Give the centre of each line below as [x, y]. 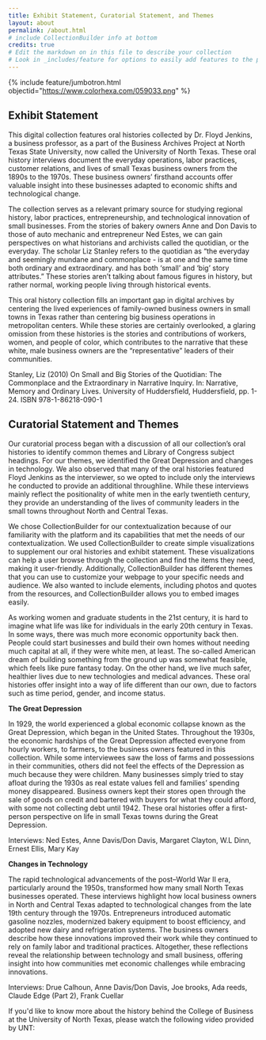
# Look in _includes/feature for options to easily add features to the [131, 60]
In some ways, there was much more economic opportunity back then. [123, 634]
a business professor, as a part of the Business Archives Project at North [127, 143]
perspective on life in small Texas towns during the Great [125, 816]
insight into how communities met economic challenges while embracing [127, 963]
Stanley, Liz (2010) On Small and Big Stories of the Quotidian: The [115, 374]
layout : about [32, 23]
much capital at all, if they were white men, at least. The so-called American [132, 651]
